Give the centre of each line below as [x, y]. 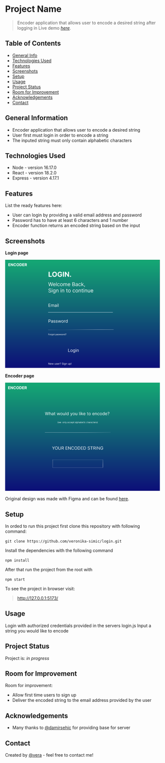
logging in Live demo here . [44, 28]
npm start [15, 580]
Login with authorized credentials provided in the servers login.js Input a [78, 625]
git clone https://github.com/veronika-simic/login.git [63, 541]
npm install [17, 560]
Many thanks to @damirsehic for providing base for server [71, 728]
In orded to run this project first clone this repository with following [72, 526]
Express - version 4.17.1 [35, 178]
